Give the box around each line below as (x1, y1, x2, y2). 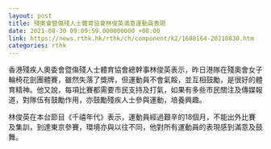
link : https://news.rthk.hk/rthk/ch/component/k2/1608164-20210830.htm (8, 34, 254, 43)
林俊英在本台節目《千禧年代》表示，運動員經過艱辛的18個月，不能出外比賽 (8, 112, 256, 122)
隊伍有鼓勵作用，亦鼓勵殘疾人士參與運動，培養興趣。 (29, 95, 206, 105)
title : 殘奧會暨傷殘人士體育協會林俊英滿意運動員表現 (8, 19, 166, 27)
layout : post (8, 11, 52, 20)
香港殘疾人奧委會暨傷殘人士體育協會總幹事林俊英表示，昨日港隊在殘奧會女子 (8, 65, 263, 75)
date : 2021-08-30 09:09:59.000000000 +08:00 (8, 27, 161, 35)
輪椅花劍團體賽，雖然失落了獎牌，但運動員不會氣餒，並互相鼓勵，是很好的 (8, 75, 256, 85)
